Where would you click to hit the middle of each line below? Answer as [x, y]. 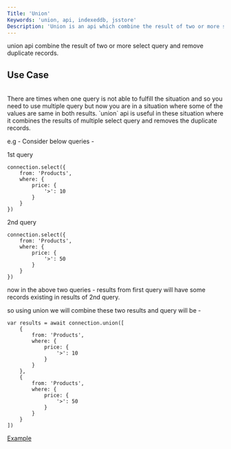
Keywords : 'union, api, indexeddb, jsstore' [72, 20]
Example [20, 439]
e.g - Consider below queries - [51, 141]
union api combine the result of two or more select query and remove [106, 46]
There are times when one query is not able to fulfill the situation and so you [115, 99]
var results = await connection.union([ [66, 323]
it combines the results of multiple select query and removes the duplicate [112, 121]
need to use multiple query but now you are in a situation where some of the [115, 106]
